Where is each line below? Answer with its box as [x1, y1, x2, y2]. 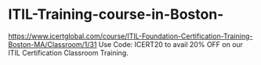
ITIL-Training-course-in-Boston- [8, 5, 224, 23]
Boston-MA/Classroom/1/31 [8, 39, 97, 49]
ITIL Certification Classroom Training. [8, 48, 129, 57]
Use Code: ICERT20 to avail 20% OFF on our [98, 39, 244, 49]
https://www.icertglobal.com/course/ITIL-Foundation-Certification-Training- [8, 31, 253, 41]
